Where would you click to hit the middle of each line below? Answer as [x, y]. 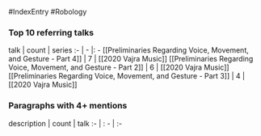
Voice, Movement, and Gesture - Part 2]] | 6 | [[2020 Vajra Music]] [119, 67]
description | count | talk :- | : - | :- [65, 123]
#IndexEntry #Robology [48, 12]
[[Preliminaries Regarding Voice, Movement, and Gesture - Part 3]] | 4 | [126, 76]
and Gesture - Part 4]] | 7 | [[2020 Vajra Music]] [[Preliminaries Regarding [131, 59]
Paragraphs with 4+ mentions [68, 106]
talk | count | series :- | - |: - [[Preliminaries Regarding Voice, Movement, [128, 50]
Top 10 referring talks [51, 32]
